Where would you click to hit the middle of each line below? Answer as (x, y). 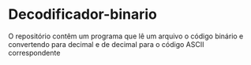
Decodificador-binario (83, 14)
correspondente (34, 52)
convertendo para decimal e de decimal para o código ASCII (106, 44)
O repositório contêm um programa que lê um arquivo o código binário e (126, 36)
